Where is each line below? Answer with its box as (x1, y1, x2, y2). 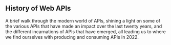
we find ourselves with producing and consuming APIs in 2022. (5, 34, 139, 40)
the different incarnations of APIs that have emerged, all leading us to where (5, 28, 166, 35)
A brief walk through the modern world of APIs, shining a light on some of (5, 17, 161, 24)
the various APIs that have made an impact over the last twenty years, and (5, 23, 162, 29)
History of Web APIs (5, 4, 71, 13)
